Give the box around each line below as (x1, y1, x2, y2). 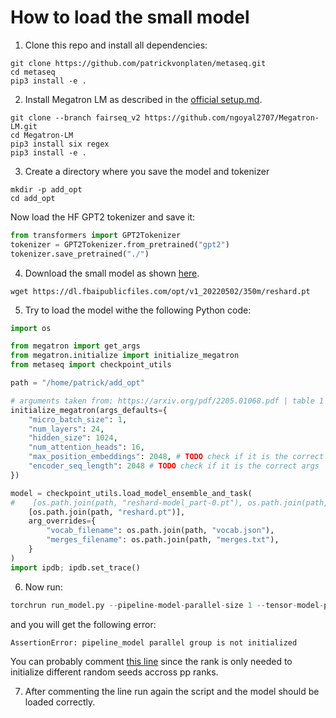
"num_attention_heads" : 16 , (28, 442, 145, 453)
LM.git (10, 121, 38, 131)
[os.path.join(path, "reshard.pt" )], (28, 507, 186, 517)
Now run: (24, 581, 63, 593)
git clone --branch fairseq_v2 (10, 112, 141, 123)
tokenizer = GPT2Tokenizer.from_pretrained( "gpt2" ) (10, 239, 230, 250)
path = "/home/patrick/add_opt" (10, 378, 145, 388)
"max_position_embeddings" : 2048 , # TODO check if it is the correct (28, 452, 325, 462)
